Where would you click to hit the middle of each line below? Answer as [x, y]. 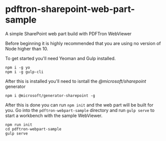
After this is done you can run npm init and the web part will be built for [79, 105]
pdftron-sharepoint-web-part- [70, 9]
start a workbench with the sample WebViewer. [54, 115]
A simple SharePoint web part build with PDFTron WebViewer [68, 33]
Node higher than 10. [27, 48]
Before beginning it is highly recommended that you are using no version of [83, 43]
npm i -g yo [18, 67]
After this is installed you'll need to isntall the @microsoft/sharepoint [76, 81]
